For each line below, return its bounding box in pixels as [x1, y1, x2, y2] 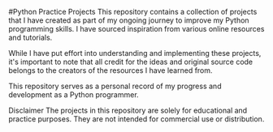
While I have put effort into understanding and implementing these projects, [8, 49, 262, 57]
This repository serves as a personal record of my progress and [8, 81, 222, 91]
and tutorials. [8, 32, 53, 42]
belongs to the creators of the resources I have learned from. [8, 66, 213, 75]
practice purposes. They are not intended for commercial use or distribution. [8, 114, 265, 124]
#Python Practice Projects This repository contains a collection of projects [8, 7, 258, 16]
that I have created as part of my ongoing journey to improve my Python [8, 15, 249, 25]
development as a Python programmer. [8, 90, 140, 100]
